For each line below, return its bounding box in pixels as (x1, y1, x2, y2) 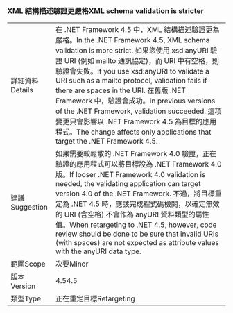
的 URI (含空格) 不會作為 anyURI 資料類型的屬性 (55, 210, 209, 219)
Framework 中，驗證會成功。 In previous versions (55, 96, 216, 105)
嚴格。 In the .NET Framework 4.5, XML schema (55, 35, 210, 45)
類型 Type (10, 294, 42, 303)
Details (10, 85, 33, 95)
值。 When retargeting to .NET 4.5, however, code (55, 220, 217, 230)
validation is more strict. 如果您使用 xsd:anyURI (55, 46, 209, 56)
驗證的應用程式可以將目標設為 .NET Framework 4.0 (55, 160, 222, 169)
